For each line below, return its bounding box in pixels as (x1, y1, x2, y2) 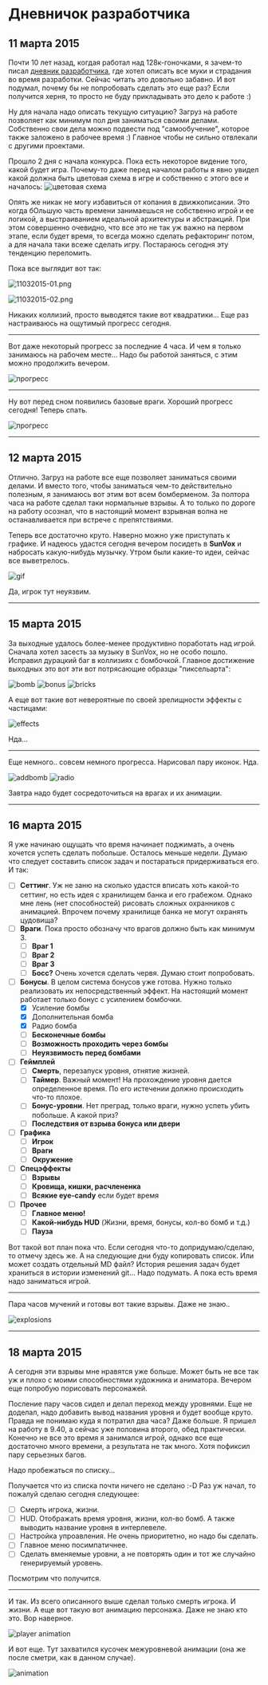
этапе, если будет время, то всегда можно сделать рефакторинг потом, (8, 231, 255, 240)
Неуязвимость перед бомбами (31, 1048, 141, 1058)
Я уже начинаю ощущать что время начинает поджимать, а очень (8, 839, 235, 850)
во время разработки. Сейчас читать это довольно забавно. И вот (8, 75, 236, 84)
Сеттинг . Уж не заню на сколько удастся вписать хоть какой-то (19, 881, 239, 890)
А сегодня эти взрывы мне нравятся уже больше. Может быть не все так (8, 1367, 259, 1376)
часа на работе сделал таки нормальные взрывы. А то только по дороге (8, 498, 256, 507)
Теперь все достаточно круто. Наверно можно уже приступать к (8, 530, 231, 539)
